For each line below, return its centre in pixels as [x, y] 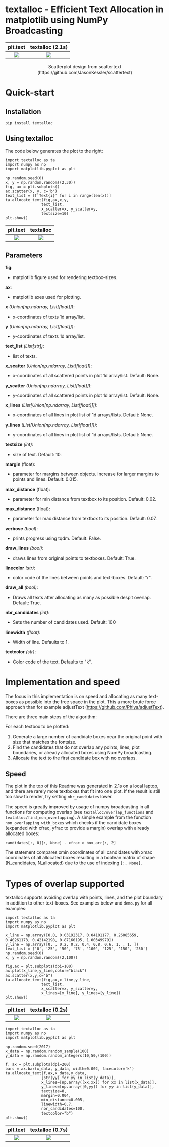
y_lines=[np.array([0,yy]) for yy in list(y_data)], [98, 1087]
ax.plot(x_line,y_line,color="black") [46, 971]
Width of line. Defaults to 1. [41, 642]
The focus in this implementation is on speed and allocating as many [76, 696]
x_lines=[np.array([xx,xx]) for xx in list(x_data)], [99, 1082]
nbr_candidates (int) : [27, 612]
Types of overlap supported [65, 883]
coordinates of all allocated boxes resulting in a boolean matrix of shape [80, 858]
